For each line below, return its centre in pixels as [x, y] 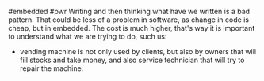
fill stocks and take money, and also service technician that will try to [132, 60]
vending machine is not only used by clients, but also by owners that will [138, 52]
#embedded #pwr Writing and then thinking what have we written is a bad [129, 11]
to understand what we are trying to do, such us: [88, 36]
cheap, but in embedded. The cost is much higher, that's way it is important [132, 28]
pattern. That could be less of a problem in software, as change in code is [129, 20]
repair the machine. [52, 68]
